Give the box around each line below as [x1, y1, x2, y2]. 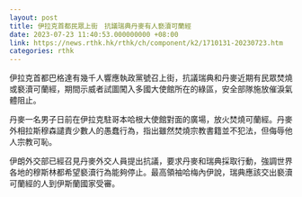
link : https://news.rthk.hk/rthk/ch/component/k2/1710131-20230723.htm [9, 38, 283, 48]
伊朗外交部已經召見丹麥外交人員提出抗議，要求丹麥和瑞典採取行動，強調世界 [9, 156, 293, 166]
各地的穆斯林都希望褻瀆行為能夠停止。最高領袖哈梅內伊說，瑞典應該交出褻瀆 [9, 167, 293, 178]
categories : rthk [9, 47, 75, 56]
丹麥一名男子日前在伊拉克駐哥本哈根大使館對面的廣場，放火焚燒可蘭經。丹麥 [9, 114, 293, 125]
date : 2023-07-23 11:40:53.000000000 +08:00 [9, 30, 179, 39]
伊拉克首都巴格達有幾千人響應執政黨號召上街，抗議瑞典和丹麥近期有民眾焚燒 [9, 73, 293, 84]
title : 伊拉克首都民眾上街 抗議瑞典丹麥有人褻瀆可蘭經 [9, 22, 191, 31]
